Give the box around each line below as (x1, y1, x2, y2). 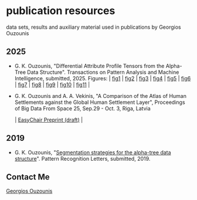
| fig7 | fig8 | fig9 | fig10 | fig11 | (14, 81, 90, 88)
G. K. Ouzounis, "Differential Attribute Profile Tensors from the (14, 62, 165, 69)
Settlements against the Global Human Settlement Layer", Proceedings (14, 99, 186, 106)
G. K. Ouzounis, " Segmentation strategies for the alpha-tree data (14, 148, 171, 156)
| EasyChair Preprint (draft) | (14, 116, 83, 123)
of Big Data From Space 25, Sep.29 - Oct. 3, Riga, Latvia (14, 104, 151, 112)
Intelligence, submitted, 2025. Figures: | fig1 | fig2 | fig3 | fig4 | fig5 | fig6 (14, 74, 191, 82)
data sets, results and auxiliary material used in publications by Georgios (6, 23, 181, 30)
